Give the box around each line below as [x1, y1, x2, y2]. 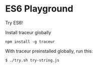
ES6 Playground [5, 3, 74, 15]
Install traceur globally [5, 29, 51, 35]
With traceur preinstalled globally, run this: [5, 48, 93, 54]
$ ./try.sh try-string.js [5, 57, 59, 63]
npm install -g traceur [5, 39, 55, 44]
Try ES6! [5, 20, 23, 26]
